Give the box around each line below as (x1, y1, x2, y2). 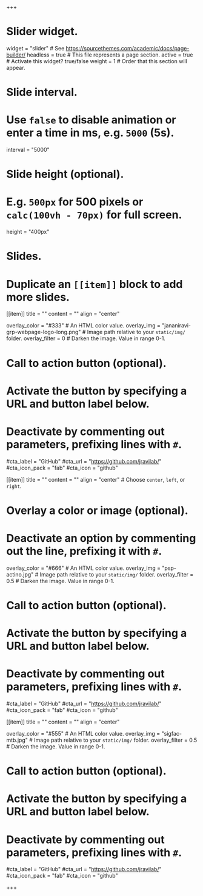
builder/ (6, 51, 26, 58)
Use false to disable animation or (6, 113, 177, 127)
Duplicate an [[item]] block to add (6, 277, 183, 291)
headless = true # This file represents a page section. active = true (27, 51, 193, 58)
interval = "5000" (6, 146, 50, 154)
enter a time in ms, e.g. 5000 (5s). (6, 126, 175, 140)
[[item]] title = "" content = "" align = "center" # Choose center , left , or (6, 476, 185, 483)
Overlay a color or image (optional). (6, 504, 189, 517)
